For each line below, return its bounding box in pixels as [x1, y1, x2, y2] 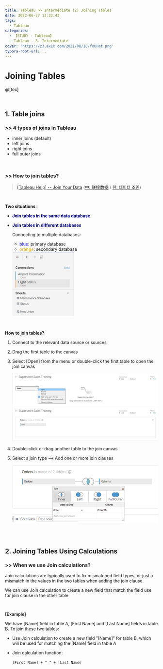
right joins [12, 146, 33, 152]
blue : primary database [19, 241, 66, 247]
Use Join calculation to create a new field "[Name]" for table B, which [12, 635, 151, 641]
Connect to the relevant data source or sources [12, 339, 107, 345]
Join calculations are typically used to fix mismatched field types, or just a [5, 573, 153, 579]
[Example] [5, 611, 26, 617]
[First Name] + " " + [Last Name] [12, 660, 82, 665]
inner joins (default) [12, 136, 51, 141]
